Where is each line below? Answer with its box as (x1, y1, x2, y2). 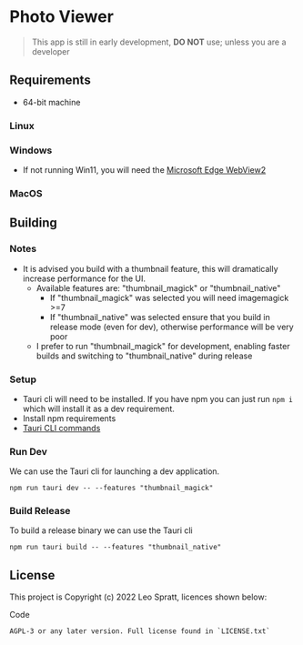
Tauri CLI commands (22, 422, 101, 433)
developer (31, 45, 70, 56)
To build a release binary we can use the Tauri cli (9, 525, 193, 536)
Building (9, 216, 57, 231)
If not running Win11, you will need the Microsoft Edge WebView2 (22, 164, 267, 175)
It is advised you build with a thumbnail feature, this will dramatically (22, 263, 279, 274)
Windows (9, 144, 53, 156)
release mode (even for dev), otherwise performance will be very (49, 321, 294, 332)
